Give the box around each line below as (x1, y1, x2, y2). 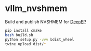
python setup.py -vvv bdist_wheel (5, 37, 75, 42)
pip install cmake (5, 28, 42, 33)
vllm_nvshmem (5, 3, 67, 14)
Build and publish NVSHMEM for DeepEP (5, 19, 87, 25)
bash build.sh (5, 32, 34, 38)
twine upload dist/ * (5, 41, 47, 46)
